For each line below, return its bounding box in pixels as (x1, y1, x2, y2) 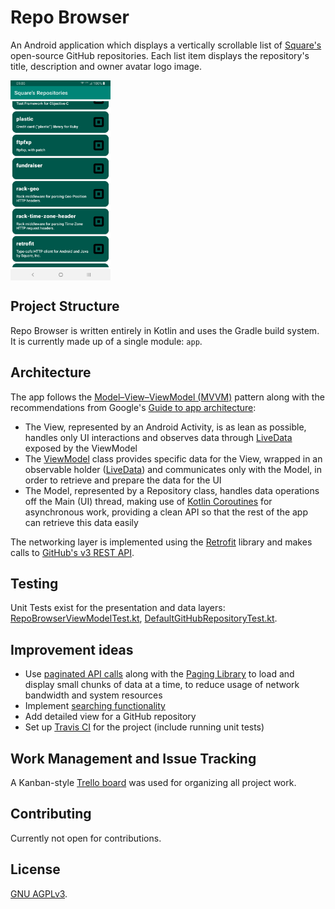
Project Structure (10, 298, 120, 315)
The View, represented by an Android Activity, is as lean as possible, (24, 421, 307, 433)
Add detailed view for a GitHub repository (24, 711, 197, 723)
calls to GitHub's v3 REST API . (10, 546, 135, 558)
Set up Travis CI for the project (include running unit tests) (24, 721, 265, 733)
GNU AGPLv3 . (10, 887, 68, 900)
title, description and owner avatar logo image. (10, 60, 203, 72)
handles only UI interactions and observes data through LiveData (24, 431, 293, 443)
